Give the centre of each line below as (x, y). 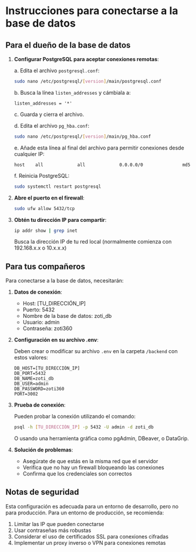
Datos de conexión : (38, 292)
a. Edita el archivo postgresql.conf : (57, 71)
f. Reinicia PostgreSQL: (42, 175)
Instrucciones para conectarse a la (92, 11)
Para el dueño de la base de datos (68, 45)
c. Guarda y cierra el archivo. (49, 114)
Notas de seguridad (42, 492)
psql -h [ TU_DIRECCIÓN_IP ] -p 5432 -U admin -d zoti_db (84, 427)
